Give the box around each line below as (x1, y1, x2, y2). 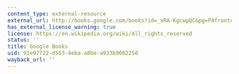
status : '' (7, 37, 40, 44)
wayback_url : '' (7, 56, 55, 63)
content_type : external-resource (7, 10, 107, 18)
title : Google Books (7, 43, 69, 50)
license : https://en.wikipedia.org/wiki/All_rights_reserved (7, 30, 193, 37)
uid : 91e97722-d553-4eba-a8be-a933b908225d (7, 50, 139, 57)
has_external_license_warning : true (7, 23, 116, 30)
